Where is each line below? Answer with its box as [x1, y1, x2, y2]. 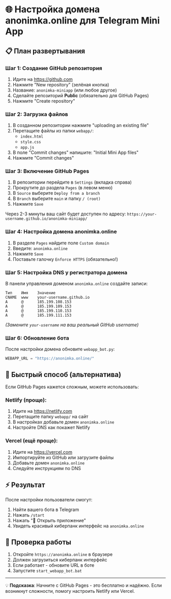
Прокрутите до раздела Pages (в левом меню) [12, 185, 113, 191]
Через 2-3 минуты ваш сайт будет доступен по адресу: [5, 211, 126, 217]
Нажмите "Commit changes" [12, 155, 74, 161]
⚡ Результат [5, 481, 45, 490]
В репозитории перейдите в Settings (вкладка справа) [12, 179, 132, 185]
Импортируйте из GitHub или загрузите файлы [12, 454, 114, 460]
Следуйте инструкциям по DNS [12, 465, 81, 471]
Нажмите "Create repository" [12, 98, 75, 104]
